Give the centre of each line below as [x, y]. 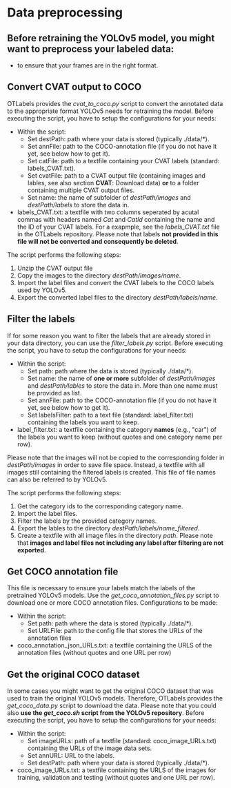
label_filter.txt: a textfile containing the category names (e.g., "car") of [117, 429]
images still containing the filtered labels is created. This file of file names [111, 472]
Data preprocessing [65, 13]
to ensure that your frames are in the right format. [88, 65]
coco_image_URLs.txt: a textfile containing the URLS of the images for [117, 770]
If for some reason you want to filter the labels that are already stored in [109, 335]
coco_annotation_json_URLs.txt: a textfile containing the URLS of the [114, 645]
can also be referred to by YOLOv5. [57, 479]
